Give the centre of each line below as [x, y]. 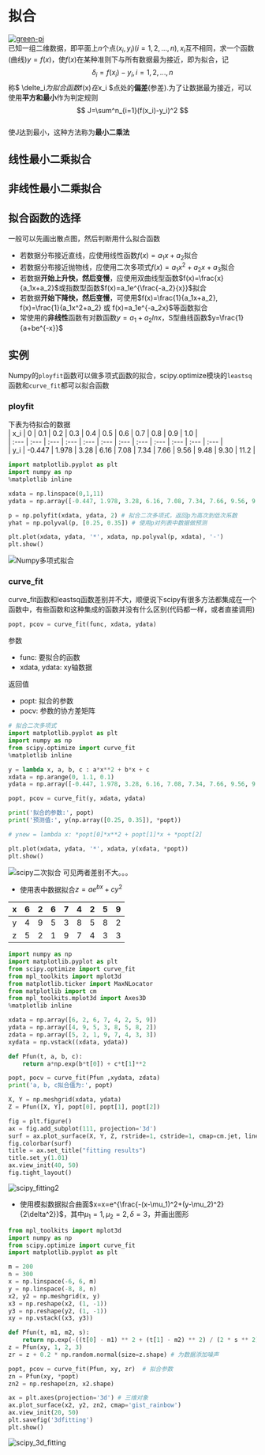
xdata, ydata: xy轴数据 [56, 667]
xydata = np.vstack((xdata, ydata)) [68, 1042]
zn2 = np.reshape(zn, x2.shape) [61, 1384]
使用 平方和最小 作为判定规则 [53, 97]
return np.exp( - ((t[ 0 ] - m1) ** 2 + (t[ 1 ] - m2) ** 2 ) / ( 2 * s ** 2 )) [142, 1340]
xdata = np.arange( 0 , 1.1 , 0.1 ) [61, 777]
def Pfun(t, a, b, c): [45, 1056]
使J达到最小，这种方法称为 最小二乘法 [69, 132]
